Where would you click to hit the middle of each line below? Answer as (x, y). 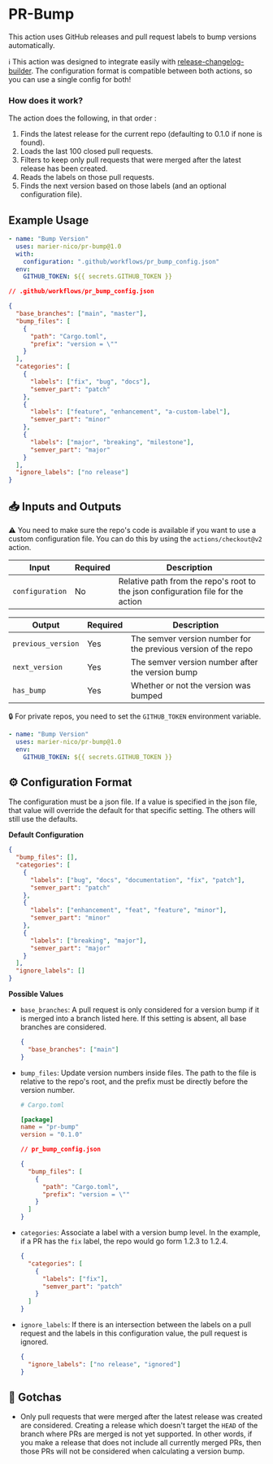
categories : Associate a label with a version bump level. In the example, (140, 1233)
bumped (147, 695)
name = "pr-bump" (50, 1127)
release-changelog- (211, 61)
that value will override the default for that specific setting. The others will (132, 811)
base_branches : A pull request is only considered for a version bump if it (140, 1010)
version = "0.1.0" (51, 1135)
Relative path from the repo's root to (187, 581)
